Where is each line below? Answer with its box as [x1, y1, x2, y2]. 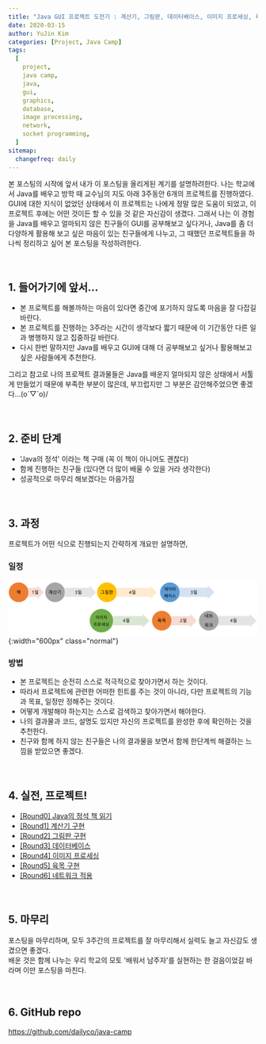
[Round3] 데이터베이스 [19, 841, 91, 850]
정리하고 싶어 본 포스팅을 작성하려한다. [22, 238, 142, 248]
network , [22, 121, 51, 130]
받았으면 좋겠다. [34, 747, 84, 756]
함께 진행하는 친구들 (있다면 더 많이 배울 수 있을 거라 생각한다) [19, 464, 211, 474]
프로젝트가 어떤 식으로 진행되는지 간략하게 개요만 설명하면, [8, 539, 188, 548]
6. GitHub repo [8, 1006, 82, 1019]
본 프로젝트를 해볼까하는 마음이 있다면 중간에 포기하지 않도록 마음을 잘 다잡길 [19, 303, 257, 313]
